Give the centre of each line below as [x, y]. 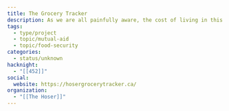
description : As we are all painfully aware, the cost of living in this [115, 20]
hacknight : [23, 65]
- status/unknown [38, 59]
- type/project [35, 33]
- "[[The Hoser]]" [40, 97]
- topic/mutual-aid [41, 39]
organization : [28, 90]
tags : [15, 26]
